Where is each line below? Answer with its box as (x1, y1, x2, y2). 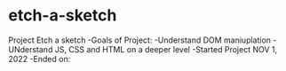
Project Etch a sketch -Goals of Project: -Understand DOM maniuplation (8, 35, 272, 45)
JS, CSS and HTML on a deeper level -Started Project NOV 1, (54, 43, 277, 54)
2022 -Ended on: (8, 53, 71, 64)
